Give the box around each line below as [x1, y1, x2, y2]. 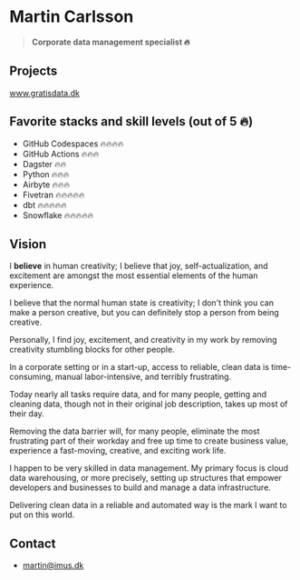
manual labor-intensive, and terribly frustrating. [54, 371, 232, 383]
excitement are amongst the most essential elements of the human [9, 270, 258, 281]
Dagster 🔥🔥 [22, 158, 67, 169]
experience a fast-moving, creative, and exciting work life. [9, 445, 227, 456]
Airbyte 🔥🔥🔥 [22, 179, 71, 190]
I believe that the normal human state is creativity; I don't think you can [9, 297, 275, 308]
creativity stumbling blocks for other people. [9, 344, 175, 355]
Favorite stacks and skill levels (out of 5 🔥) [9, 114, 254, 129]
